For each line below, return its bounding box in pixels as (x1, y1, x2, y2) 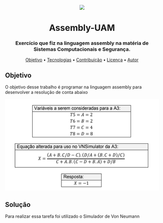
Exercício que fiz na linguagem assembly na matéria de (15, 40, 149, 46)
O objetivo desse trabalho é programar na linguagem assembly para (5, 84, 142, 90)
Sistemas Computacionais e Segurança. (33, 46, 131, 53)
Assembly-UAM (49, 22, 115, 34)
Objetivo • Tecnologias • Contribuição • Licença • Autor (25, 57, 139, 63)
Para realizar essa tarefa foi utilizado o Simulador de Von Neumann (5, 213, 140, 220)
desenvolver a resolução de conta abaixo (5, 89, 88, 95)
